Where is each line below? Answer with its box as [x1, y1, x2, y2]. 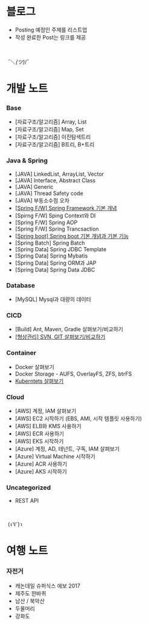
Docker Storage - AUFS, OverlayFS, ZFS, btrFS [14, 370, 132, 377]
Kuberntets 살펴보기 [14, 377, 64, 385]
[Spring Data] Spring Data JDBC [14, 266, 95, 273]
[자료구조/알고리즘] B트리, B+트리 [14, 141, 95, 148]
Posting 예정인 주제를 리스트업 [14, 26, 88, 33]
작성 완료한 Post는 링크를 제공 [14, 33, 86, 41]
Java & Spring [6, 156, 48, 165]
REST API [14, 497, 39, 504]
